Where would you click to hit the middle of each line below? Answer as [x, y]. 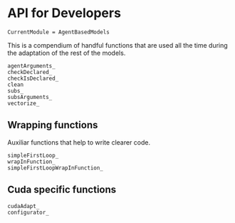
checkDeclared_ [30, 72]
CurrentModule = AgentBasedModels [59, 32]
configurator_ [28, 212]
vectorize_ [23, 103]
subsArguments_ [30, 97]
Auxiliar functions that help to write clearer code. [79, 142]
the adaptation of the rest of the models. [67, 53]
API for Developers [64, 13]
